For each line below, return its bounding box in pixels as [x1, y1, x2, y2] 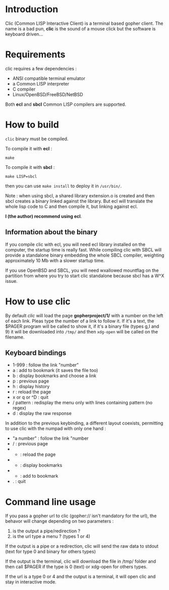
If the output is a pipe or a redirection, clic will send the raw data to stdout [5, 543, 159, 550]
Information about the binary [5, 228, 98, 236]
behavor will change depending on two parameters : [5, 518, 114, 524]
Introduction [5, 4, 59, 15]
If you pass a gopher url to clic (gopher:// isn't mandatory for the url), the [5, 513, 157, 519]
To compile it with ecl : [5, 145, 52, 151]
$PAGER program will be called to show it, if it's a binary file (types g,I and [5, 323, 159, 329]
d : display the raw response [12, 410, 72, 416]
